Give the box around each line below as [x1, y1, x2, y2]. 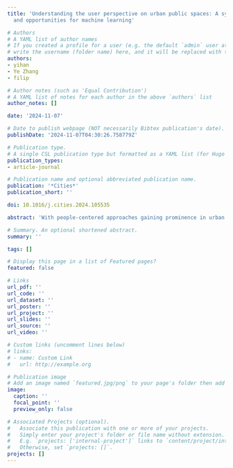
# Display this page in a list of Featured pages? [7, 258, 157, 265]
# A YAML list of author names [7, 35, 98, 42]
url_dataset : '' [7, 296, 54, 303]
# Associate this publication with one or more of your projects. [7, 425, 209, 432]
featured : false [7, 265, 54, 272]
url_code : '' [7, 290, 45, 297]
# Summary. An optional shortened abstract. [7, 227, 138, 234]
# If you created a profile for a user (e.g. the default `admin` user [7, 42, 218, 49]
